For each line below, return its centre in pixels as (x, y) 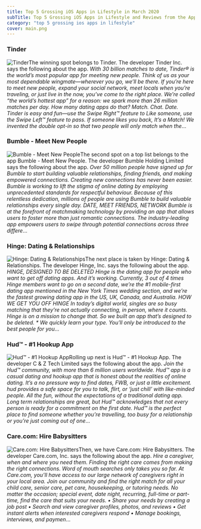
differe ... (17, 230)
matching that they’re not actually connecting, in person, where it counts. (97, 310)
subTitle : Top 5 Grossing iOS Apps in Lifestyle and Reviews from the (96, 17)
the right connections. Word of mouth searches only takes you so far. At (95, 468)
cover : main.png (27, 28)
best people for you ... (33, 329)
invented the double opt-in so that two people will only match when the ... (97, 126)
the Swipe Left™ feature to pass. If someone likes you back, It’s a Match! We (101, 120)
